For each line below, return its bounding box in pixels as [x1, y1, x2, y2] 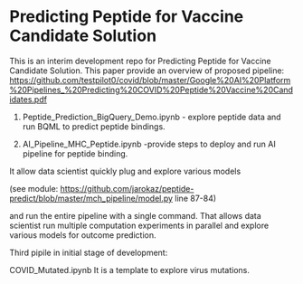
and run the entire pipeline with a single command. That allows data [9, 210, 262, 221]
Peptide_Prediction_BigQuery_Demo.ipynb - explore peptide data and [22, 111, 282, 122]
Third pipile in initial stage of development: [9, 247, 168, 258]
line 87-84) [175, 193, 217, 204]
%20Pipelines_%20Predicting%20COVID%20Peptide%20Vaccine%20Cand [9, 84, 294, 95]
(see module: [9, 183, 59, 194]
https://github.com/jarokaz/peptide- [60, 183, 194, 194]
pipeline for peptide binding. [22, 147, 128, 159]
